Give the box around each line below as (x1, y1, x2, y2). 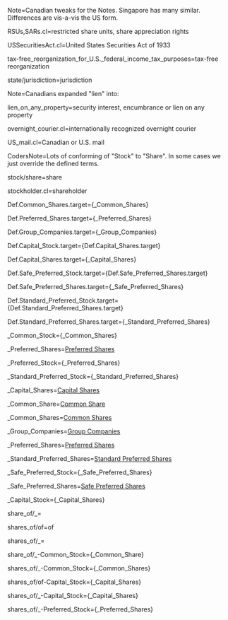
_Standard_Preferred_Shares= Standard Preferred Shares (7, 455, 172, 462)
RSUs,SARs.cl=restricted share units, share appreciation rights (7, 28, 189, 35)
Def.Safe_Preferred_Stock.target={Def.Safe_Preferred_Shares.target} (7, 269, 208, 277)
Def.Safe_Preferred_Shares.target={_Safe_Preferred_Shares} (7, 283, 184, 291)
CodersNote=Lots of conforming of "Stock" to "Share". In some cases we (7, 152, 221, 160)
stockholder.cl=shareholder (7, 187, 88, 195)
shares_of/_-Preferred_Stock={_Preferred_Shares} (7, 605, 154, 614)
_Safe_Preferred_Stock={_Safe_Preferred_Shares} (7, 468, 152, 476)
